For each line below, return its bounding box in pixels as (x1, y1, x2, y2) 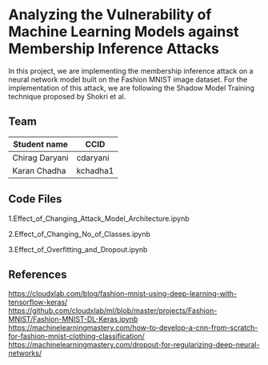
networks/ (8, 348, 42, 358)
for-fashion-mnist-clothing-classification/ (8, 331, 146, 341)
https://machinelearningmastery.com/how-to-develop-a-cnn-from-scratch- (8, 323, 258, 333)
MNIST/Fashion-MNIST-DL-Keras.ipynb (8, 315, 138, 324)
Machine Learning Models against (8, 22, 239, 41)
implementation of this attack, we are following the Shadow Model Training (8, 82, 254, 93)
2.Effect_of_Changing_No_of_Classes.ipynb (8, 229, 150, 239)
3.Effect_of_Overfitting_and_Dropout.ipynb (8, 244, 148, 254)
